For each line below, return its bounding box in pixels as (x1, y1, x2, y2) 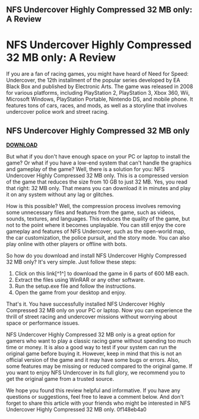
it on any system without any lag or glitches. (6, 191, 114, 198)
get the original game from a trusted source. (6, 375, 115, 383)
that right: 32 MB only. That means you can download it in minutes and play (6, 185, 191, 192)
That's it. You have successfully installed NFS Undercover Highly (6, 300, 165, 308)
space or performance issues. (6, 319, 80, 327)
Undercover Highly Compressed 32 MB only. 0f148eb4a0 (6, 406, 147, 413)
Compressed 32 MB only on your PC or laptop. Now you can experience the (6, 307, 192, 314)
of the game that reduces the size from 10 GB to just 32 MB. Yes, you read (6, 178, 188, 185)
